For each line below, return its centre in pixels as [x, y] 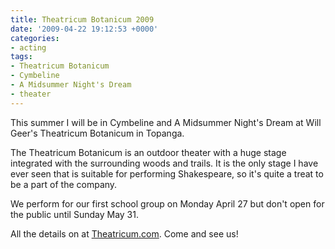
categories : [35, 38]
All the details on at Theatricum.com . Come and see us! [124, 233]
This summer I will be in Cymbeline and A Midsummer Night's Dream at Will [166, 122]
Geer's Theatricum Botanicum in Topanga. [97, 133]
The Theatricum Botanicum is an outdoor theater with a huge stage [148, 152]
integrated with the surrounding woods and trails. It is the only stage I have [164, 163]
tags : [21, 57]
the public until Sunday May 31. [74, 214]
